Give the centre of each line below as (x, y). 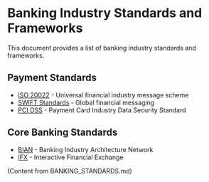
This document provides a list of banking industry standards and (102, 48)
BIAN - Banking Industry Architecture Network (85, 149)
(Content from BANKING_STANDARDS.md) (70, 171)
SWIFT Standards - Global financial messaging (86, 102)
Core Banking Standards (63, 133)
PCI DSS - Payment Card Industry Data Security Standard (102, 110)
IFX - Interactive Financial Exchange (70, 157)
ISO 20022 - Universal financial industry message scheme (103, 95)
